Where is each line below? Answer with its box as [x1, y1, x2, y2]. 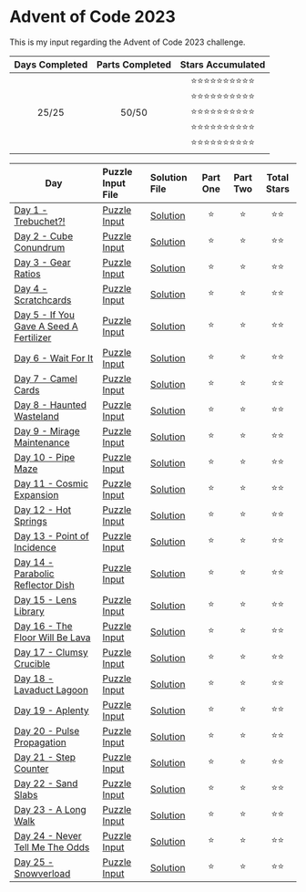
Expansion [14, 488, 59, 501]
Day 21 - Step [14, 751, 76, 763]
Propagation [14, 736, 66, 749]
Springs [14, 514, 47, 527]
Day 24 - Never [14, 829, 82, 842]
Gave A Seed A [14, 319, 79, 332]
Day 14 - [14, 555, 55, 568]
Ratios [14, 267, 41, 280]
